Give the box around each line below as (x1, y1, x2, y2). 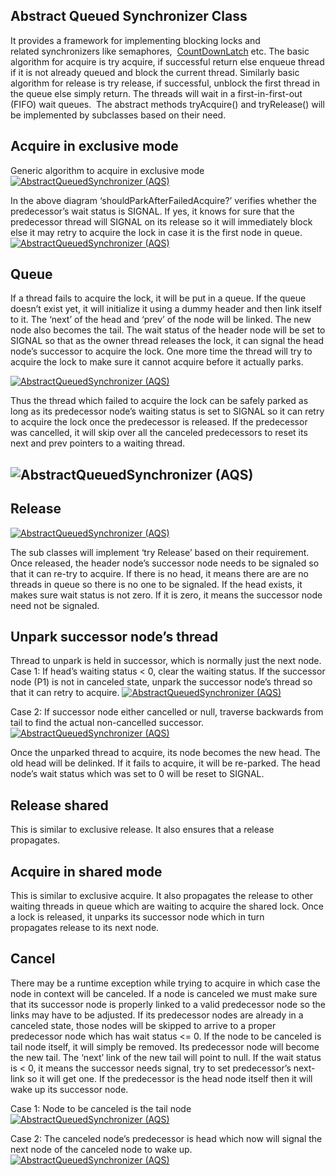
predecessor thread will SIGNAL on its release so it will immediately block (10, 215, 313, 228)
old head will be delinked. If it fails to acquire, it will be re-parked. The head (10, 757, 321, 769)
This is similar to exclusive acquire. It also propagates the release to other (10, 890, 314, 902)
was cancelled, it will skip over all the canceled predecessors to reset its (10, 427, 308, 439)
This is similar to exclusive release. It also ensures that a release (10, 824, 275, 836)
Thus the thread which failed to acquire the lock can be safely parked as (10, 395, 309, 407)
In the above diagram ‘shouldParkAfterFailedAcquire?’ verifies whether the (10, 194, 317, 206)
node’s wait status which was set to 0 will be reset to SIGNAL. (10, 768, 265, 780)
